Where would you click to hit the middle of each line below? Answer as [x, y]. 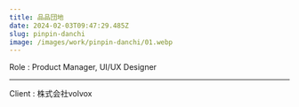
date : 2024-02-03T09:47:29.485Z [69, 26]
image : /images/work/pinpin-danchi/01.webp [91, 42]
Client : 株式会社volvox [51, 94]
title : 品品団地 [36, 17]
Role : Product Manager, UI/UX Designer [83, 67]
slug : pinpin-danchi [48, 34]
